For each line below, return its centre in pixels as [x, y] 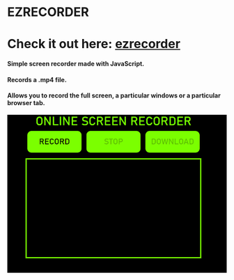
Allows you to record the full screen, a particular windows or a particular [114, 95]
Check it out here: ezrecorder [94, 44]
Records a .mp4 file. [37, 79]
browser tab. [26, 103]
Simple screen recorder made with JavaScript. [76, 63]
